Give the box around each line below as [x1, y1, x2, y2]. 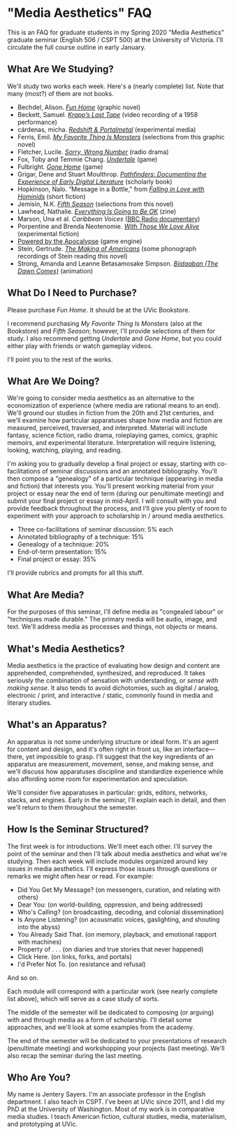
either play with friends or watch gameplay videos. [7, 341, 153, 350]
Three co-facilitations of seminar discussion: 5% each [17, 525, 173, 534]
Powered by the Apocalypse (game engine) [17, 237, 142, 245]
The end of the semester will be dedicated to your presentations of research [7, 1036, 227, 1045]
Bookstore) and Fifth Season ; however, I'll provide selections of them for [7, 326, 215, 335]
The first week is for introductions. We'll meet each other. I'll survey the [7, 842, 213, 851]
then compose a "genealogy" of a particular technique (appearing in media [7, 474, 224, 483]
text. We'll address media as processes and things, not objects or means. [7, 622, 218, 631]
